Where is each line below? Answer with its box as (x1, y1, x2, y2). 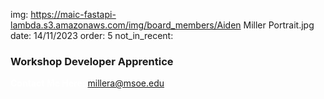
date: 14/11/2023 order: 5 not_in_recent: (10, 30, 174, 41)
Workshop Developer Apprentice (10, 54, 174, 68)
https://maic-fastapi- (30, 9, 117, 20)
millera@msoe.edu (87, 77, 165, 89)
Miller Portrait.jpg (243, 19, 315, 31)
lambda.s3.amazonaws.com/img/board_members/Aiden (10, 19, 242, 31)
